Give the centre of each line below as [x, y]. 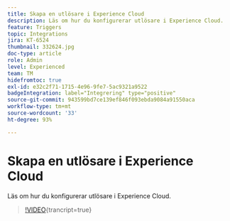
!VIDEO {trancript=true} [58, 210]
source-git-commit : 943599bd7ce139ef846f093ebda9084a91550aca [101, 100]
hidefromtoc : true [34, 80]
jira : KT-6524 [28, 41]
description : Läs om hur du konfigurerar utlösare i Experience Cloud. [115, 21]
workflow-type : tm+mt [39, 107]
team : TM [20, 73]
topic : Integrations [38, 34]
